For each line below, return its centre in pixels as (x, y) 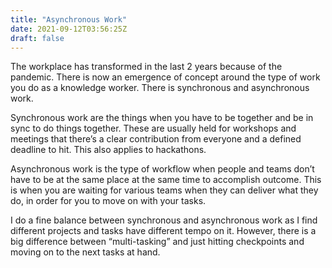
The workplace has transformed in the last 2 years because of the (146, 67)
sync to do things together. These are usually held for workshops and (153, 128)
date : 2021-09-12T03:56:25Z (69, 29)
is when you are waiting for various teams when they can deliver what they (164, 190)
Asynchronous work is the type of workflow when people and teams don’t (162, 169)
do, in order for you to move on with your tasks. (108, 201)
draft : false (37, 38)
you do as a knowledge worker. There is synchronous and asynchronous (160, 88)
